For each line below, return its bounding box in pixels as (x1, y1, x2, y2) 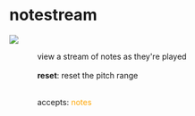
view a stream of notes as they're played (37, 51, 187, 62)
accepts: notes (37, 96, 92, 107)
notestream (9, 5, 97, 25)
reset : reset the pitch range (37, 70, 139, 80)
